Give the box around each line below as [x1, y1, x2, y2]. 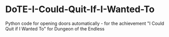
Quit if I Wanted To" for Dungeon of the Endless [5, 25, 105, 31]
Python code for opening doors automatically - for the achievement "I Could [5, 20, 164, 26]
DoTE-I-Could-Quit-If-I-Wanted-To [5, 4, 155, 15]
